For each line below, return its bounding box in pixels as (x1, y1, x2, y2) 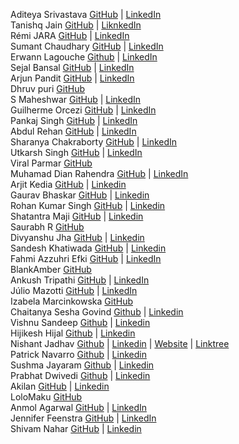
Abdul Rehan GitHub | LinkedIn (10, 125, 137, 137)
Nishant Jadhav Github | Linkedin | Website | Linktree (10, 338, 230, 349)
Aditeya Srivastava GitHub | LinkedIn (10, 9, 162, 20)
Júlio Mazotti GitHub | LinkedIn (10, 285, 138, 296)
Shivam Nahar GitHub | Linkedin (10, 423, 142, 434)
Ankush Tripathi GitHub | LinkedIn (10, 274, 150, 286)
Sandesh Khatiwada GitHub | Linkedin (10, 242, 167, 254)
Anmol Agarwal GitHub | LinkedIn (10, 402, 147, 413)
